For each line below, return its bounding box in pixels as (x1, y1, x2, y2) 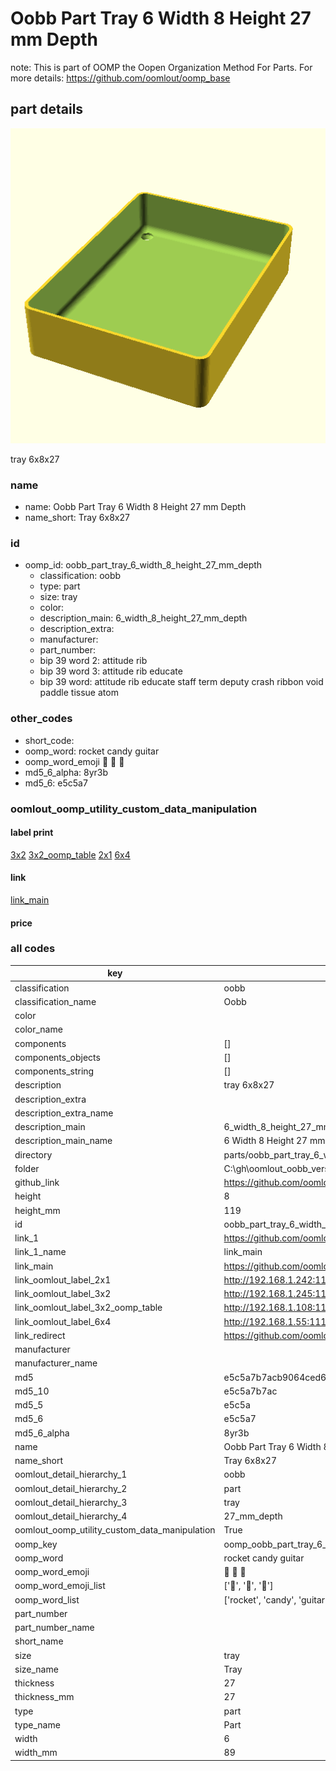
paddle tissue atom (39, 687, 119, 699)
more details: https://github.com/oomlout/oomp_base (10, 72, 231, 84)
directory (14, 1148, 53, 1161)
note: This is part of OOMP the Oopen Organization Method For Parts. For (10, 61, 313, 73)
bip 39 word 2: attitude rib (39, 655, 148, 667)
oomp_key (14, 1538, 58, 1550)
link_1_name (14, 1246, 67, 1258)
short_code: (24, 734, 75, 746)
